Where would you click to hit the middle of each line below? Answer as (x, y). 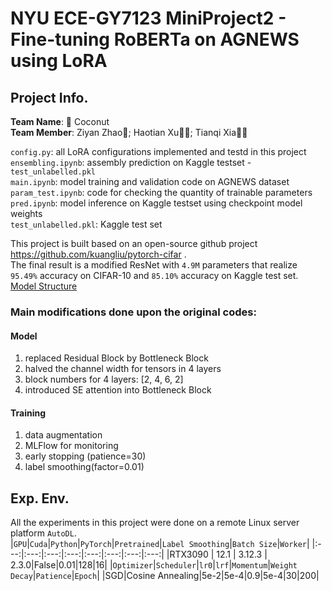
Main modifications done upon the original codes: (133, 312)
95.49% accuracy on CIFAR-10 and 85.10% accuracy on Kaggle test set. (154, 275)
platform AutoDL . (43, 533)
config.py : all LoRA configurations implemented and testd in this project (158, 151)
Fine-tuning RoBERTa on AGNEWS (155, 39)
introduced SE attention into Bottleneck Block (118, 390)
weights (26, 213)
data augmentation (63, 435)
